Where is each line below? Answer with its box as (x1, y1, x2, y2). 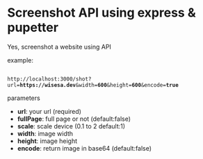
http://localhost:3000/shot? (7, 75, 92, 83)
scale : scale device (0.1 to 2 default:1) (17, 122, 126, 130)
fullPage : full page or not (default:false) (17, 115, 131, 123)
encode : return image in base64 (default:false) (17, 144, 152, 152)
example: (7, 56, 33, 64)
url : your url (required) (17, 107, 82, 115)
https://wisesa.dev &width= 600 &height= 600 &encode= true (19, 81, 179, 88)
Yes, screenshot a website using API (7, 42, 111, 51)
